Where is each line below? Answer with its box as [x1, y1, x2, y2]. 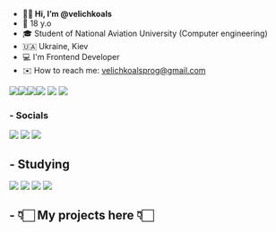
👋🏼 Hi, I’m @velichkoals [22, 9, 112, 19]
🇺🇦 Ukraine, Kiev [22, 41, 89, 51]
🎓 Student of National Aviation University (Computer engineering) [22, 28, 269, 39]
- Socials [9, 108, 49, 121]
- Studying [9, 157, 70, 172]
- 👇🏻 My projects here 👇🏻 [9, 207, 154, 223]
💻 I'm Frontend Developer [22, 52, 120, 62]
